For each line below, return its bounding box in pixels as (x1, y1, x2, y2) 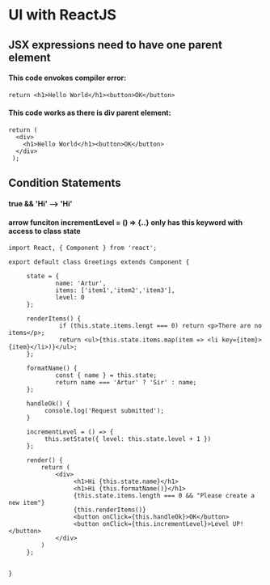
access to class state (8, 226, 81, 235)
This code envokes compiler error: (8, 73, 127, 83)
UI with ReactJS (8, 6, 117, 24)
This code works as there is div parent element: (8, 108, 171, 118)
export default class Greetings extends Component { (8, 258, 190, 266)
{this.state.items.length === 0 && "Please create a (73, 492, 255, 500)
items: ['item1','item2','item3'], (55, 286, 175, 295)
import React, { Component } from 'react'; (8, 244, 158, 252)
